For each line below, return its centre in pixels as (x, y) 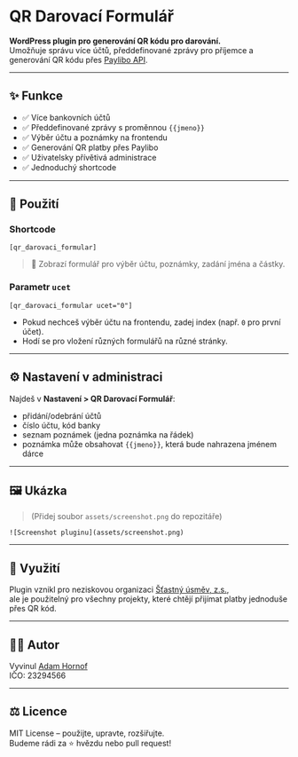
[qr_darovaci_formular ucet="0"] (71, 305)
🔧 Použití (34, 205)
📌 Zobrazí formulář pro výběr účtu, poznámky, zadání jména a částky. (158, 264)
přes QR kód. (33, 609)
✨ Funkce (36, 96)
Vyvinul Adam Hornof (49, 666)
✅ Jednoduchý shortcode (69, 167)
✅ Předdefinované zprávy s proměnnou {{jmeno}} (114, 127)
